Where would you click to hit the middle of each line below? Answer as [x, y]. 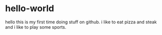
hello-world [30, 9]
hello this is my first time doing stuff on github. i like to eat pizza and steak [81, 22]
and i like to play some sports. [36, 27]
